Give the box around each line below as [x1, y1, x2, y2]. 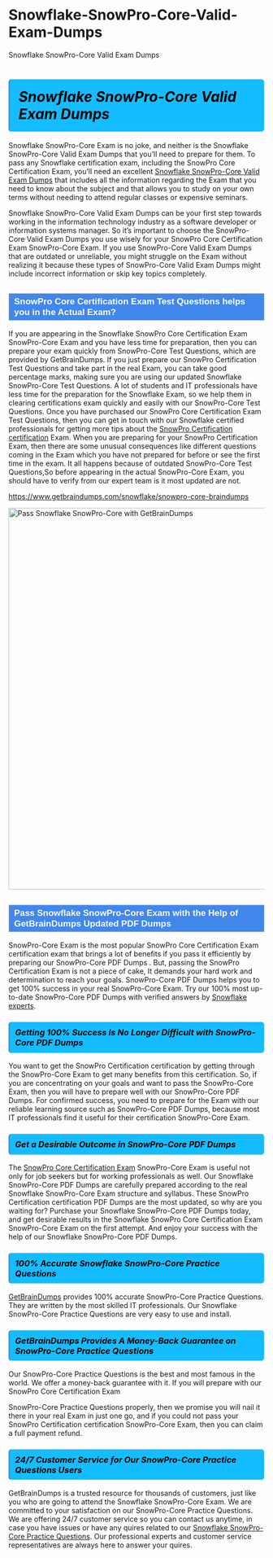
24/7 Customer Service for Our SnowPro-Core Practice [15, 1454, 237, 1465]
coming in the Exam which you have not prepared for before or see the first [8, 450, 261, 460]
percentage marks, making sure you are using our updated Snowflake [8, 372, 242, 382]
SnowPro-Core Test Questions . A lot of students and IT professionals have [8, 381, 258, 391]
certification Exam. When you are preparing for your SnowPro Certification [8, 433, 258, 443]
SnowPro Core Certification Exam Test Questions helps [14, 295, 246, 307]
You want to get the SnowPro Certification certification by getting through [8, 1061, 255, 1071]
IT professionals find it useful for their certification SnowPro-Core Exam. [8, 1113, 250, 1123]
